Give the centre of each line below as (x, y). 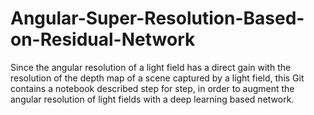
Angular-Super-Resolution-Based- (157, 18)
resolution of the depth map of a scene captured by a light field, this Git (157, 78)
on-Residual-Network (103, 39)
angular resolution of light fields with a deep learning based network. (152, 99)
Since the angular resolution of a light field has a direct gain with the (151, 67)
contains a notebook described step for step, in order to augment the (152, 88)
